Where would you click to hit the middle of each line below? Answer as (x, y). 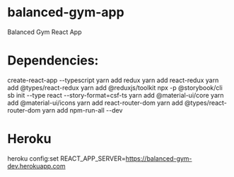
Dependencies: (53, 61)
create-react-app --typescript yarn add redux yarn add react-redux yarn (113, 80)
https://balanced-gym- (159, 158)
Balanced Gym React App (45, 32)
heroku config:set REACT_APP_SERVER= (66, 158)
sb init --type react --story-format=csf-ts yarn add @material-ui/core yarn (116, 95)
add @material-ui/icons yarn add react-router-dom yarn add (95, 103)
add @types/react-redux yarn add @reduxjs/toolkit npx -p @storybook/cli (115, 87)
